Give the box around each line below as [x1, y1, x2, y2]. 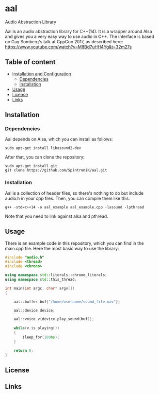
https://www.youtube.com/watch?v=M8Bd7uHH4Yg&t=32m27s [5, 44, 132, 50]
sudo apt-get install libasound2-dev [5, 146, 81, 151]
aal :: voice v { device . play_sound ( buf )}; [14, 317, 95, 322]
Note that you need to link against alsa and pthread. [5, 213, 108, 219]
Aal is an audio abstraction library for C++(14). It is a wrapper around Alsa [5, 28, 152, 34]
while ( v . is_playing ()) [14, 326, 60, 331]
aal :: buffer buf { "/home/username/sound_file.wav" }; [14, 299, 120, 304]
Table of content [5, 58, 56, 66]
